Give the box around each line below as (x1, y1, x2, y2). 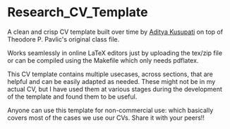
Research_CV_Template (7, 4, 148, 20)
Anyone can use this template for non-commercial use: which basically (7, 106, 214, 114)
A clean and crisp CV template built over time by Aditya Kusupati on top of (7, 27, 224, 36)
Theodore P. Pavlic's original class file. (7, 35, 120, 43)
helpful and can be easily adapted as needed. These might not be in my (7, 77, 216, 85)
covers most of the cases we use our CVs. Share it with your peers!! (7, 113, 205, 122)
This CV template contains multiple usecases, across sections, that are (7, 70, 214, 78)
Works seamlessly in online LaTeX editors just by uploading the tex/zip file (7, 49, 223, 57)
